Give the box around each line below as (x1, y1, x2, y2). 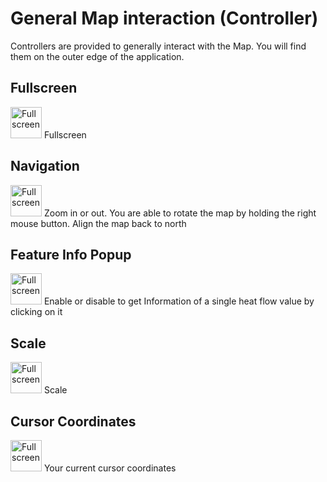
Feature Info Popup (10, 246, 132, 263)
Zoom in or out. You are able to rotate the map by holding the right (43, 207, 317, 219)
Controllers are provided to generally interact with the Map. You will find (10, 40, 307, 52)
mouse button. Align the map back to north (10, 217, 187, 229)
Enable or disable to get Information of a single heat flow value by (43, 295, 315, 307)
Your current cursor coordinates (43, 462, 177, 474)
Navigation (10, 158, 80, 175)
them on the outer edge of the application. (10, 50, 185, 62)
